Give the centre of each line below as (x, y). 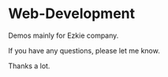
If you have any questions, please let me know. (84, 50)
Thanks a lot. (29, 66)
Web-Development (72, 14)
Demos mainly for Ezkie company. (63, 35)
